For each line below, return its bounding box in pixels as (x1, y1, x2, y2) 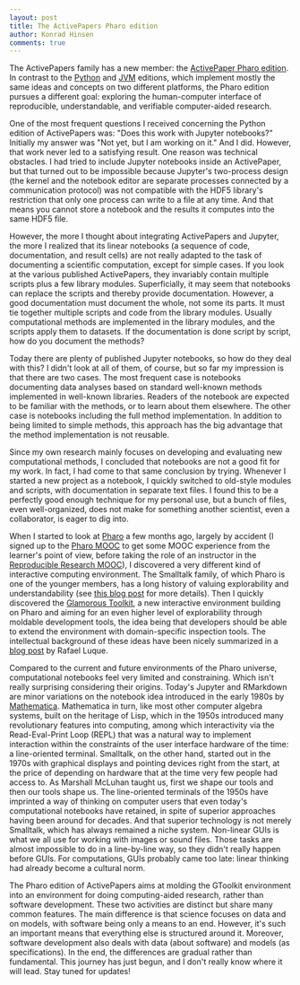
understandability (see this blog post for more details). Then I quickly (9, 588, 264, 599)
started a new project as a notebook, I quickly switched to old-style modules (9, 475, 292, 486)
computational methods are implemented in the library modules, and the (9, 317, 276, 327)
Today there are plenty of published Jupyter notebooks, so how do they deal (9, 353, 292, 364)
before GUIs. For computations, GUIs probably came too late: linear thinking (9, 853, 289, 864)
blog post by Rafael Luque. (9, 645, 109, 656)
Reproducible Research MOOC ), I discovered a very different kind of (9, 560, 261, 571)
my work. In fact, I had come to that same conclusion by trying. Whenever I (9, 466, 287, 476)
